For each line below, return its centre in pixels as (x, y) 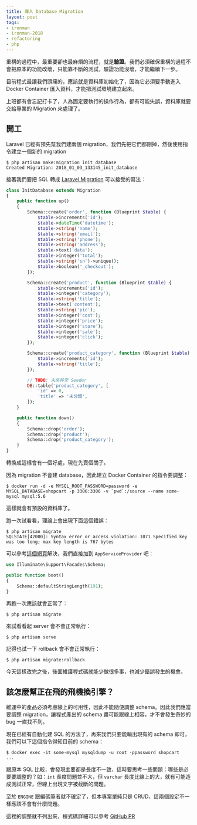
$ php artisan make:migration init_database (61, 162)
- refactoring (23, 39)
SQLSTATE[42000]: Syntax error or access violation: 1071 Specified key (97, 537)
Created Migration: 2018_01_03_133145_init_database (72, 168)
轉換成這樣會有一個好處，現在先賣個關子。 (57, 463)
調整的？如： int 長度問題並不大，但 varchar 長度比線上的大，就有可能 (101, 777)
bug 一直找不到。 (27, 722)
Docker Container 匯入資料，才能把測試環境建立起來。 (72, 89)
